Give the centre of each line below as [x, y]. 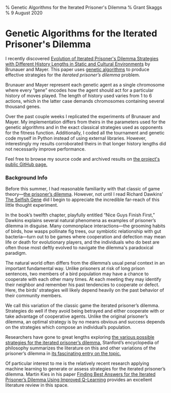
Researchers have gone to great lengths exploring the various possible [80, 337]
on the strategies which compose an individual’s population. [68, 327]
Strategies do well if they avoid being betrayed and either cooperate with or [85, 311]
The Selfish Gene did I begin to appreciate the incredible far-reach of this [82, 200]
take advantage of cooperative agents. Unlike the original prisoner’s [77, 316]
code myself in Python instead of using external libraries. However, [76, 138]
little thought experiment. [32, 205]
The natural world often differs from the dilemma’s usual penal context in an [85, 263]
